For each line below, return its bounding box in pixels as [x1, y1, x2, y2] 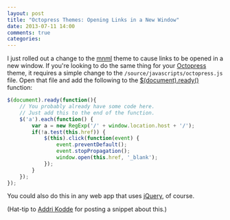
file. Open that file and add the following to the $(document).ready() [7, 76, 199, 84]
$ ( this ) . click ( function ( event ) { [43, 135, 139, 142]
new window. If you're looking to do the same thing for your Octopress [7, 62, 207, 70]
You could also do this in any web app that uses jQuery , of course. [7, 192, 194, 200]
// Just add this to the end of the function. [19, 109, 155, 117]
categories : [7, 36, 41, 42]
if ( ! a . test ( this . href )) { [32, 128, 106, 136]
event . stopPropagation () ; [56, 148, 130, 155]
